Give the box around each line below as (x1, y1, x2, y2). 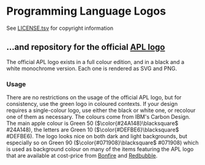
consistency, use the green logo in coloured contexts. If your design (6, 100, 178, 108)
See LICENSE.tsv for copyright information (6, 24, 114, 32)
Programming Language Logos (6, 4, 166, 18)
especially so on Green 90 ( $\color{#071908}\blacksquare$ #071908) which (6, 139, 199, 147)
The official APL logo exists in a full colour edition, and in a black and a (6, 58, 185, 65)
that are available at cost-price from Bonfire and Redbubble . (6, 152, 158, 160)
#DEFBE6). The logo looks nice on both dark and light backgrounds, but (6, 133, 188, 140)
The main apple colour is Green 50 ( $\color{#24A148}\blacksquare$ (6, 120, 179, 127)
